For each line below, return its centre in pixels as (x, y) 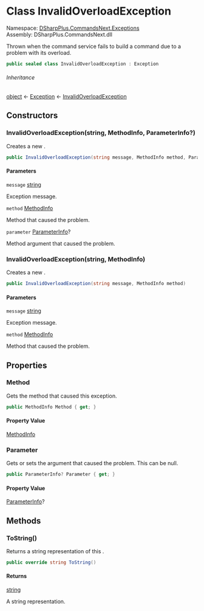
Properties (27, 365)
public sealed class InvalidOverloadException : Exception (83, 64)
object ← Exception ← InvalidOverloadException (66, 97)
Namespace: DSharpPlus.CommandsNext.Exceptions (73, 28)
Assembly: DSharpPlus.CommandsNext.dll (59, 34)
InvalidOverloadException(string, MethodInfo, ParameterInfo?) (101, 133)
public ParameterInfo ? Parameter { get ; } (61, 475)
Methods (24, 521)
